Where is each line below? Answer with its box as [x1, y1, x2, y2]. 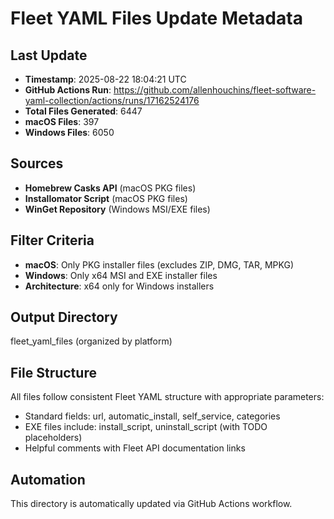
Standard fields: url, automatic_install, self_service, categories [24, 410, 281, 422]
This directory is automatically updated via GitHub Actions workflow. [10, 498, 293, 510]
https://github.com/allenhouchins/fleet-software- [113, 84, 317, 96]
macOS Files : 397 [24, 116, 100, 127]
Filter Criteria [10, 232, 95, 249]
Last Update [10, 47, 88, 64]
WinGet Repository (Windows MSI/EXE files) [24, 203, 211, 215]
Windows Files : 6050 [24, 127, 115, 138]
